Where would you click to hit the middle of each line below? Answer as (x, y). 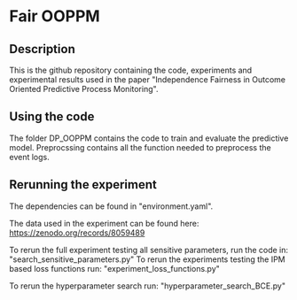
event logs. (30, 157)
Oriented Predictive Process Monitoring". (84, 89)
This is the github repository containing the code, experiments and (131, 70)
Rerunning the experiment (83, 185)
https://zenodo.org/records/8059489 (77, 233)
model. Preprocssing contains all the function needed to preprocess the (141, 147)
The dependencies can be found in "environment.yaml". (111, 206)
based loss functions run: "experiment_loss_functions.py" (114, 268)
